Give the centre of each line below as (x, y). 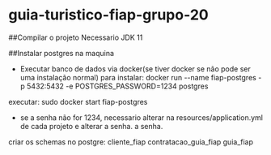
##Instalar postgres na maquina (61, 53)
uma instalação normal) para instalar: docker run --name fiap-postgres (138, 77)
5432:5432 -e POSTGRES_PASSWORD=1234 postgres (118, 86)
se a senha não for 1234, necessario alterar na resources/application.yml (141, 117)
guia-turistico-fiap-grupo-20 (108, 15)
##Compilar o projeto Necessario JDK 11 (76, 37)
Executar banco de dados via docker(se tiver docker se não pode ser (135, 69)
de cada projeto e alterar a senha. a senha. (91, 126)
